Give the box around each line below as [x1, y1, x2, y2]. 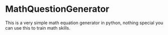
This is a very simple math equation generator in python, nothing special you [5, 20, 163, 26]
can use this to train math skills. [5, 25, 71, 31]
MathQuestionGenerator [5, 3, 109, 15]
